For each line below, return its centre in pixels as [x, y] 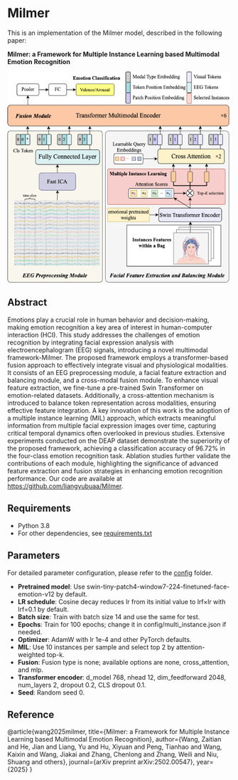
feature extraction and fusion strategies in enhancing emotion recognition [115, 470]
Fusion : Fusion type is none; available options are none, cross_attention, [123, 662]
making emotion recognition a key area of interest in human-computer [110, 327]
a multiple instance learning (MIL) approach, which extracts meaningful [112, 418]
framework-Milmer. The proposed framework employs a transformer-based [118, 357]
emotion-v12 [36, 594]
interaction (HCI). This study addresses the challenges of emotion [104, 334]
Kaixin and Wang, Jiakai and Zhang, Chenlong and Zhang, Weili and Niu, [113, 754]
